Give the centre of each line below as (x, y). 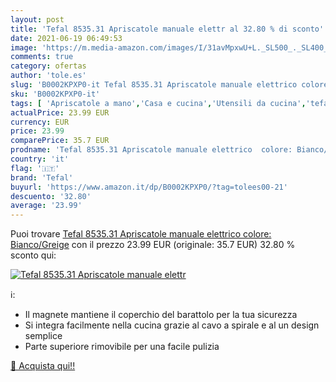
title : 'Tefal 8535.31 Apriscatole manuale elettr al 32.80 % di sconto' (167, 29)
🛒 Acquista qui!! (43, 366)
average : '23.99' (46, 206)
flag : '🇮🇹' (35, 168)
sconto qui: (33, 255)
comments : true (42, 57)
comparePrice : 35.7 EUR (60, 141)
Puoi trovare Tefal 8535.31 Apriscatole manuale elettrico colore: (141, 234)
